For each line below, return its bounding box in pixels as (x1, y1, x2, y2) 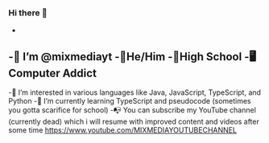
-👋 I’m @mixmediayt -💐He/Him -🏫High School (8, 50, 242, 63)
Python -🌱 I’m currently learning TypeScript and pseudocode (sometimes (8, 96, 251, 106)
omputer (8, 66, 60, 80)
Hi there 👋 (8, 7, 48, 18)
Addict (62, 66, 97, 80)
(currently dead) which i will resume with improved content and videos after (8, 116, 259, 127)
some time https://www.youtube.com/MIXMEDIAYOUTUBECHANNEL (8, 125, 238, 135)
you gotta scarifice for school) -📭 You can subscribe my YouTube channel (8, 105, 256, 115)
